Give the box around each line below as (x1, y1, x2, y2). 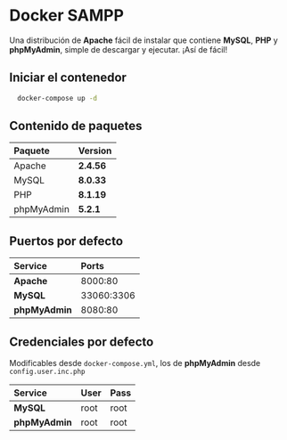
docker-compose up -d (17, 94, 98, 102)
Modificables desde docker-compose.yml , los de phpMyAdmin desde (9, 358, 261, 369)
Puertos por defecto (9, 233, 123, 249)
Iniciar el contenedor (9, 70, 127, 86)
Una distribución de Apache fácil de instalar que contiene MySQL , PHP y (9, 35, 278, 45)
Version (78, 144, 112, 157)
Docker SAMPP (9, 5, 125, 26)
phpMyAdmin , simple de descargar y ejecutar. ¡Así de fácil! (9, 44, 228, 54)
